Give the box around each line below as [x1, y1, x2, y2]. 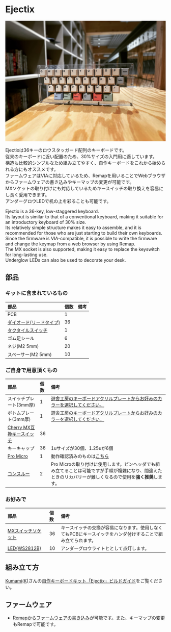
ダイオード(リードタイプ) [7, 319, 60, 325]
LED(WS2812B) [7, 545, 42, 551]
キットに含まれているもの [5, 290, 68, 297]
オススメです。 [27, 166, 59, 172]
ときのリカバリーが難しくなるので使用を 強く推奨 [50, 474, 154, 480]
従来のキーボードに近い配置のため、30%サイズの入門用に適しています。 [5, 153, 157, 159]
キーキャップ [7, 445, 35, 451]
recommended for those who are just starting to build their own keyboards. [5, 230, 163, 236]
